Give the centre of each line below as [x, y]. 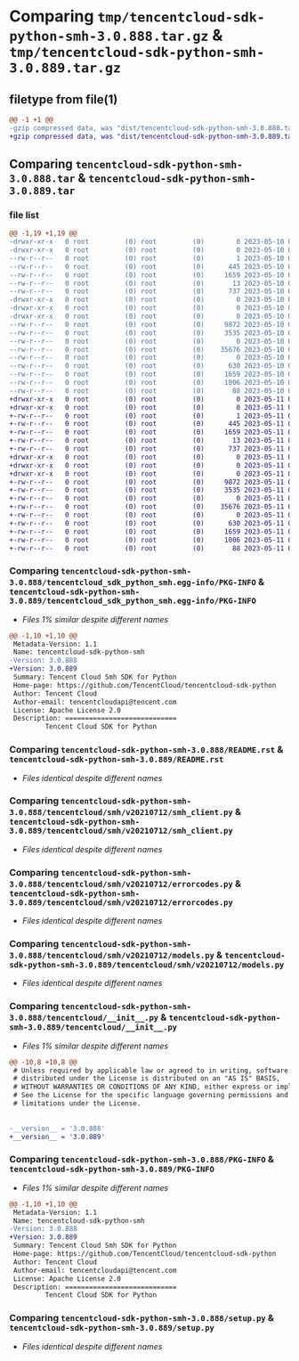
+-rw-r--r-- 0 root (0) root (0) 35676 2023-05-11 [147, 507]
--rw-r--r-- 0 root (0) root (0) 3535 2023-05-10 [147, 333]
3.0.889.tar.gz [65, 68]
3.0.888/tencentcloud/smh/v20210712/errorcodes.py [121, 884]
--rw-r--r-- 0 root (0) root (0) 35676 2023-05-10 [147, 349]
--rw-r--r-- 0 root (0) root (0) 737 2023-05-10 [147, 291]
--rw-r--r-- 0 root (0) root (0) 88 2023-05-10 [147, 391]
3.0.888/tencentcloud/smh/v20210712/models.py [112, 956]
